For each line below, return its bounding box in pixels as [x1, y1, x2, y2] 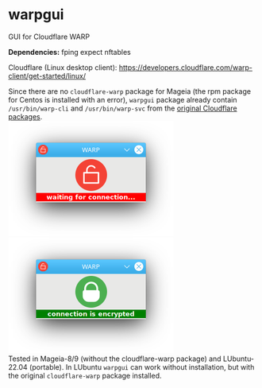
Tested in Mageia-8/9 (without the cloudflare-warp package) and [8, 354, 222, 363]
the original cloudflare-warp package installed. [8, 371, 162, 380]
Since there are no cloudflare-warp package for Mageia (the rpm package [8, 86, 252, 96]
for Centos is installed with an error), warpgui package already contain [8, 95, 237, 104]
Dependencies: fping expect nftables [8, 47, 131, 56]
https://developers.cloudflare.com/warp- [118, 62, 252, 72]
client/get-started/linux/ [8, 71, 86, 80]
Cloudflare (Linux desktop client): [8, 62, 118, 72]
